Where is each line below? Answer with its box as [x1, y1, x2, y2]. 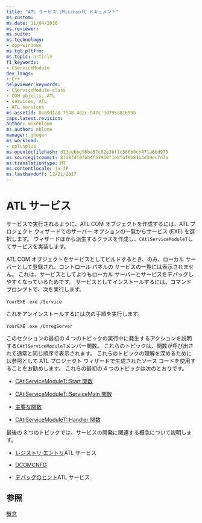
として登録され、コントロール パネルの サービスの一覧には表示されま [16, 263, 189, 270]
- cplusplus [6, 143, 36, 149]
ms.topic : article [6, 54, 52, 60]
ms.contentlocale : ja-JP [6, 166, 69, 172]
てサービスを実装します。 [6, 242, 69, 250]
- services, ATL [6, 98, 47, 104]
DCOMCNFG [14, 461, 47, 468]
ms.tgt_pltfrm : [6, 48, 45, 54]
